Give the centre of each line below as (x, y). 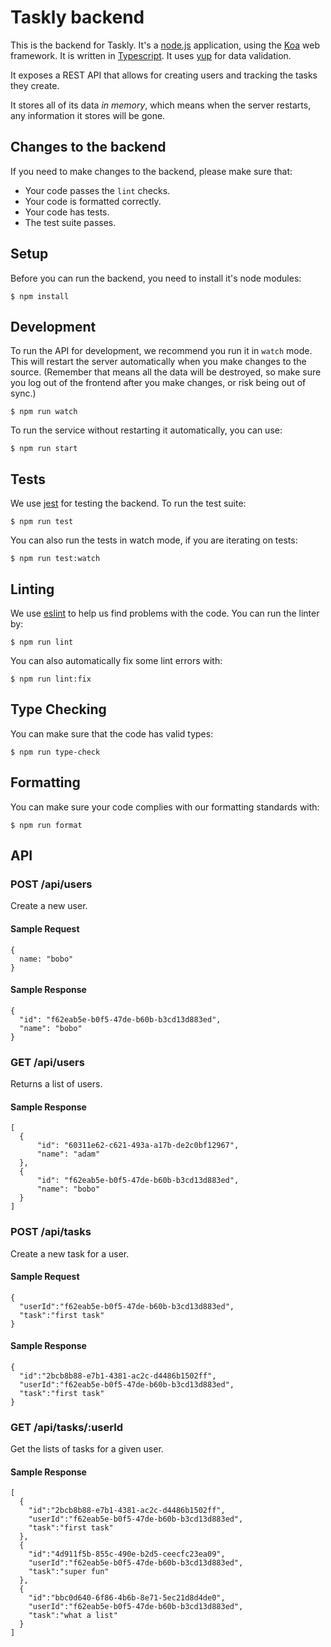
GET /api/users (47, 1062)
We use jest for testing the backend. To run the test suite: (128, 503)
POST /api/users (51, 884)
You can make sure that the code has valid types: (112, 733)
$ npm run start (44, 449)
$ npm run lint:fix (51, 679)
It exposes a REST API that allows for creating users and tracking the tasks (164, 75)
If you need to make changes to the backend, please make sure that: (151, 171)
